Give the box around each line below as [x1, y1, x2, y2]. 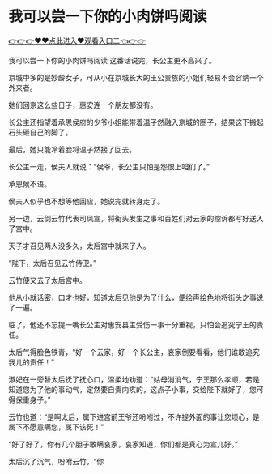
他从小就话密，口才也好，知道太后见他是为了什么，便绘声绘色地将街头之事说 [8, 293, 264, 302]
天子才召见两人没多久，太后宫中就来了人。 [8, 241, 151, 250]
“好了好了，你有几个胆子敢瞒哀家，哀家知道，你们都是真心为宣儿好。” [8, 439, 239, 449]
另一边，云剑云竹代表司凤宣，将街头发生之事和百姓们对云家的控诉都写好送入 [8, 213, 264, 223]
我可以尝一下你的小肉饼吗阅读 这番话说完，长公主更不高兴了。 [8, 55, 216, 65]
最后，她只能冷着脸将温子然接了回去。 [8, 144, 136, 154]
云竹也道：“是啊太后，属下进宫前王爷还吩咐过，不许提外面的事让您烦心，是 [8, 412, 261, 421]
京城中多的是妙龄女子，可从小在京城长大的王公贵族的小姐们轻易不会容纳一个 [8, 72, 264, 82]
